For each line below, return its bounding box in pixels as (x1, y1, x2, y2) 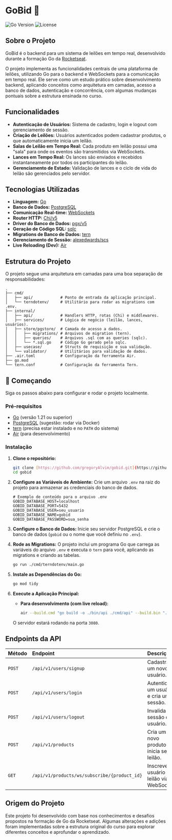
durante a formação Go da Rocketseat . (5, 55, 87, 62)
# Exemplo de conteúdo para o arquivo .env (12, 494, 107, 499)
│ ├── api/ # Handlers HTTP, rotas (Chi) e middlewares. (5, 313, 159, 318)
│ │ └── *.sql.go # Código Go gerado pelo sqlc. (5, 340, 127, 345)
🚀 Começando (5, 376, 51, 385)
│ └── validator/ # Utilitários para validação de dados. (5, 349, 147, 354)
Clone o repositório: (12, 455, 56, 461)
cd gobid (12, 470, 32, 475)
